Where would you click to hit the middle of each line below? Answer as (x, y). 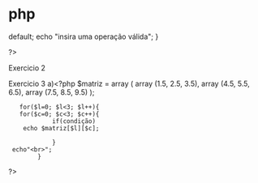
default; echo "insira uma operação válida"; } (84, 36)
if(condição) (73, 121)
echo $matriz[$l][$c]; (61, 128)
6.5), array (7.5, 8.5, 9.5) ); (52, 92)
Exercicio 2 (27, 68)
